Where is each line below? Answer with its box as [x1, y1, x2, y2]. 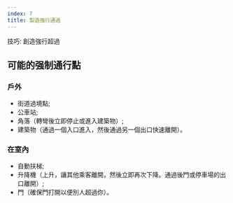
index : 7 [7, 10, 33, 17]
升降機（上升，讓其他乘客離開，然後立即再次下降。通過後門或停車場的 [17, 171, 220, 179]
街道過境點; [17, 99, 51, 108]
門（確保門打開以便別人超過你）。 [17, 188, 113, 197]
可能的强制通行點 [7, 59, 81, 71]
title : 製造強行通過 [7, 17, 61, 24]
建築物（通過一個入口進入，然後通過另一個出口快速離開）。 [17, 125, 187, 134]
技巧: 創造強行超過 [7, 36, 60, 45]
